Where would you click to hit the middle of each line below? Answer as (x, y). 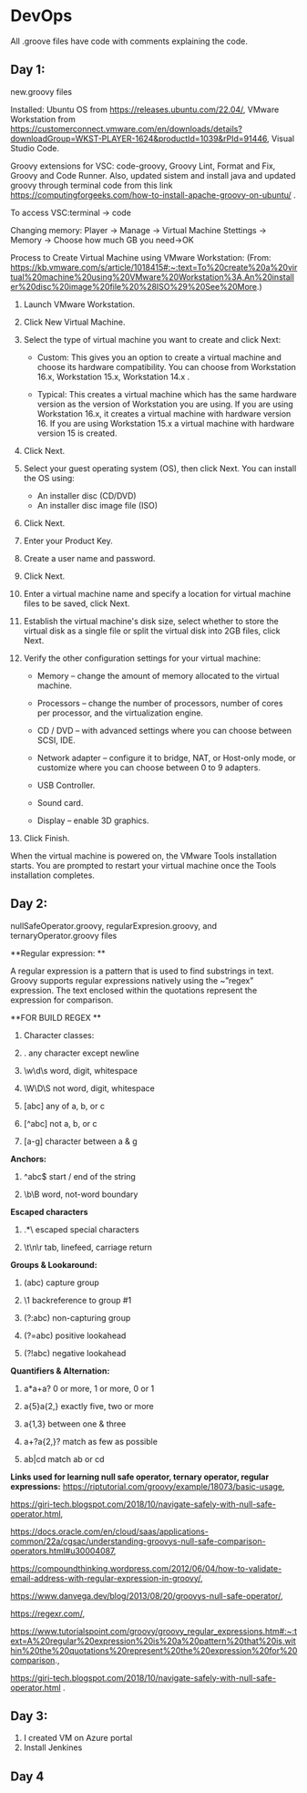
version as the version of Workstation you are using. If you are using (165, 404)
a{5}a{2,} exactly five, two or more (88, 1406)
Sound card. (60, 802)
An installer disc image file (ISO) (97, 505)
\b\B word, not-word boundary (81, 1194)
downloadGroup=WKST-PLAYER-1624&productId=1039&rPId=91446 (139, 139)
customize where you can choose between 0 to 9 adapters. (148, 768)
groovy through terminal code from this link (92, 185)
